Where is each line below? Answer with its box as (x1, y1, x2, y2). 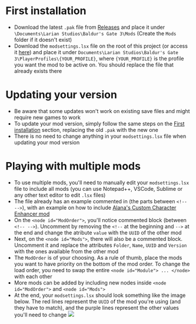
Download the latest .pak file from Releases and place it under (14, 24, 165, 31)
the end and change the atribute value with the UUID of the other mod (14, 229, 182, 236)
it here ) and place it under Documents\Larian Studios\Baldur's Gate (14, 48, 179, 55)
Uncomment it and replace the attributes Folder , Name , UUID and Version (14, 242, 187, 249)
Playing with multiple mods (5, 160, 141, 173)
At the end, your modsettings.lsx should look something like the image (14, 292, 186, 299)
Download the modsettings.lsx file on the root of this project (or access (14, 42, 188, 49)
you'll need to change (14, 311, 67, 318)
